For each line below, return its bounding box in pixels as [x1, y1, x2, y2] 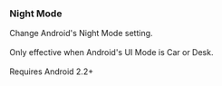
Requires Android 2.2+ [9, 66, 93, 77]
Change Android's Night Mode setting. [9, 28, 153, 39]
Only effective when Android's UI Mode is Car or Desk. [9, 47, 214, 58]
